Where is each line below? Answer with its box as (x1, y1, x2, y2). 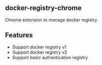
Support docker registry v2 (12, 49, 68, 55)
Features (5, 31, 33, 40)
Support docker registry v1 (12, 44, 67, 50)
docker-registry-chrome (5, 4, 82, 12)
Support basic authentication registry (12, 54, 88, 60)
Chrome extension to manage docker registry (5, 17, 98, 22)
